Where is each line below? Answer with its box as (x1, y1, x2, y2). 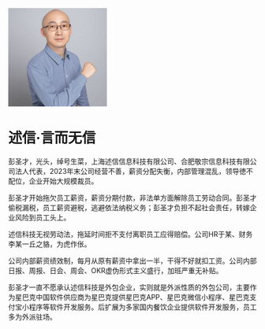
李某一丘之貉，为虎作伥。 (8, 239, 91, 249)
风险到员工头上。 (14, 213, 71, 222)
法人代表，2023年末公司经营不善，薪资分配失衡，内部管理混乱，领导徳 (14, 166, 247, 176)
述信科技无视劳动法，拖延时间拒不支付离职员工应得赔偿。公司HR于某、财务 (8, 229, 253, 238)
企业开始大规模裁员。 (28, 176, 99, 186)
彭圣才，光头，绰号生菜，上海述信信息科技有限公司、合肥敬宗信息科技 (8, 157, 237, 166)
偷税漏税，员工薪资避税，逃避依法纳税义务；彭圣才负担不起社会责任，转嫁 (8, 202, 250, 212)
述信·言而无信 (8, 129, 96, 147)
